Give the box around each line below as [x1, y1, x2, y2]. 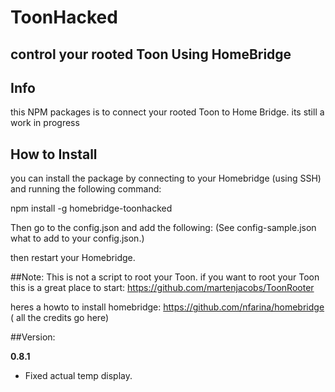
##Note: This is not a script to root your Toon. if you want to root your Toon [10, 271, 320, 283]
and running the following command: [10, 183, 162, 195]
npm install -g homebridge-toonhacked [10, 202, 173, 215]
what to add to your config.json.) [10, 232, 145, 245]
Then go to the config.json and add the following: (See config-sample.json [10, 222, 317, 234]
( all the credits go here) [10, 312, 110, 324]
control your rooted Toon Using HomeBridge [10, 46, 292, 63]
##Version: [10, 331, 56, 343]
